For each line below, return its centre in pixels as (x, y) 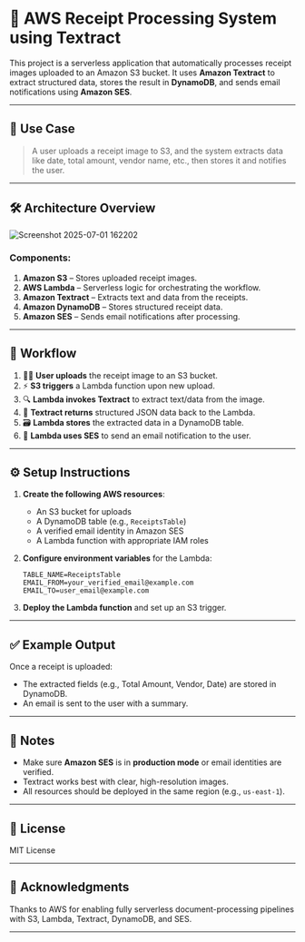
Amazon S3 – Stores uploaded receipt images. (110, 278)
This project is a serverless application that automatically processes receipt (151, 63)
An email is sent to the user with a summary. (105, 703)
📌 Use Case (42, 129)
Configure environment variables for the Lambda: (117, 558)
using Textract (65, 38)
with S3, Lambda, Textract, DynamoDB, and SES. (101, 918)
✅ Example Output (63, 645)
